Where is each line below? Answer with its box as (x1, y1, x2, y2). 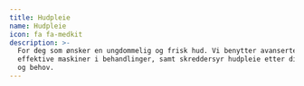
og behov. (17, 64, 54, 73)
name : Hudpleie (9, 21, 67, 30)
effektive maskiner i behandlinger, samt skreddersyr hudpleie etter (17, 55, 285, 64)
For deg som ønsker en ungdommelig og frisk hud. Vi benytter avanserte (17, 47, 298, 56)
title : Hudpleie (9, 13, 71, 22)
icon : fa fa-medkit (9, 30, 83, 39)
